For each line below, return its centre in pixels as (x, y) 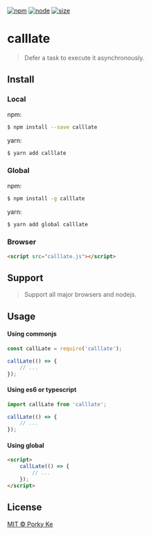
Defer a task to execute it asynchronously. (84, 57)
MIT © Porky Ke (30, 524)
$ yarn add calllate (37, 153)
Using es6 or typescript (42, 390)
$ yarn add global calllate (48, 224)
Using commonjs (32, 334)
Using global (26, 445)
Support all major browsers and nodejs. (80, 295)
